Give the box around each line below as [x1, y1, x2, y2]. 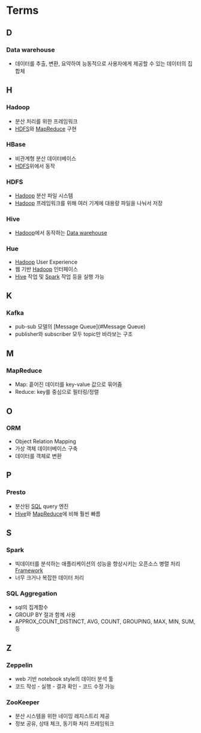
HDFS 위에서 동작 [14, 162, 55, 169]
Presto [6, 488, 26, 496]
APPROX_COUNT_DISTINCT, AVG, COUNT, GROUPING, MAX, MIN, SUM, [14, 618, 196, 625]
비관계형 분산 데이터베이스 [14, 154, 77, 162]
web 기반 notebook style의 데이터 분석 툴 [14, 675, 114, 683]
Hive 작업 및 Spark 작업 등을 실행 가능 [14, 273, 105, 280]
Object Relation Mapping [14, 438, 76, 445]
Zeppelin [6, 661, 33, 669]
